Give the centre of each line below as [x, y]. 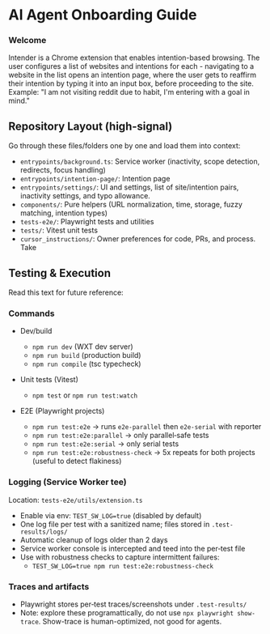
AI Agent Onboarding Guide [103, 15]
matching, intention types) [63, 213]
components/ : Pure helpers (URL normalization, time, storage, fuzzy [131, 205]
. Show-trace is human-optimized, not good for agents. [130, 621]
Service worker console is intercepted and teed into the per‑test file [133, 548]
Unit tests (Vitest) [49, 380]
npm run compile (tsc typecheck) [86, 364]
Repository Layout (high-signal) [91, 126]
